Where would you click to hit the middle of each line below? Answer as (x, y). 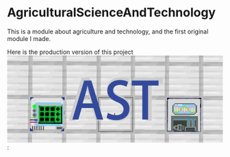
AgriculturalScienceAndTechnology (112, 13)
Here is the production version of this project (70, 52)
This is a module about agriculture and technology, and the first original (108, 31)
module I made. (29, 38)
